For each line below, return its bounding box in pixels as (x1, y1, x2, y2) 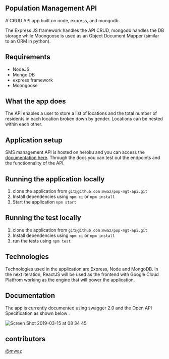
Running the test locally (5, 214, 82, 222)
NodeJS (12, 66, 30, 72)
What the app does (5, 97, 67, 106)
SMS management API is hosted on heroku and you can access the (5, 149, 145, 155)
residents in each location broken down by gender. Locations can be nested (5, 116, 163, 122)
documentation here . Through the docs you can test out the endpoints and (5, 154, 160, 161)
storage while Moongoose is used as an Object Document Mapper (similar (5, 32, 159, 38)
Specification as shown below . (5, 310, 70, 316)
